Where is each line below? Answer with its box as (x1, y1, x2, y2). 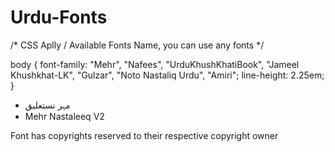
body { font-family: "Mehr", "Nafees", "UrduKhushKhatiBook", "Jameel (10, 58, 300, 70)
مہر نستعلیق (24, 99, 71, 111)
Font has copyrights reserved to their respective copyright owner (10, 129, 279, 141)
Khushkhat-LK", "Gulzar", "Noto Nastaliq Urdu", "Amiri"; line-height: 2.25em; (10, 69, 325, 81)
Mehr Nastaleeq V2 (24, 110, 105, 122)
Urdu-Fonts (10, 6, 108, 29)
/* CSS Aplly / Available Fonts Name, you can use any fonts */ (10, 39, 265, 51)
